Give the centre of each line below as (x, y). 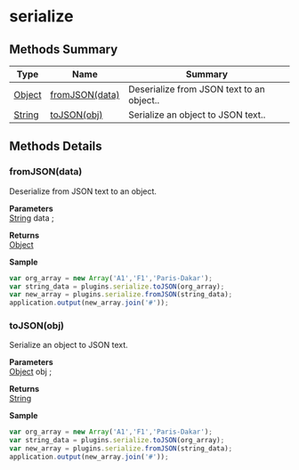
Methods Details (56, 146)
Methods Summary (64, 49)
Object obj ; (30, 372)
